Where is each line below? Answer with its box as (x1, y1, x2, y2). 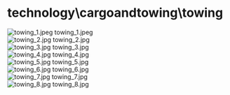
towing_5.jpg (52, 57, 89, 66)
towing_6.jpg (52, 65, 89, 73)
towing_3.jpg (52, 43, 89, 51)
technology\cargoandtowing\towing (7, 5, 223, 21)
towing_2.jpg (52, 35, 90, 43)
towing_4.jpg (52, 50, 90, 59)
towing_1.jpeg (54, 28, 93, 36)
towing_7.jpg (51, 72, 88, 81)
